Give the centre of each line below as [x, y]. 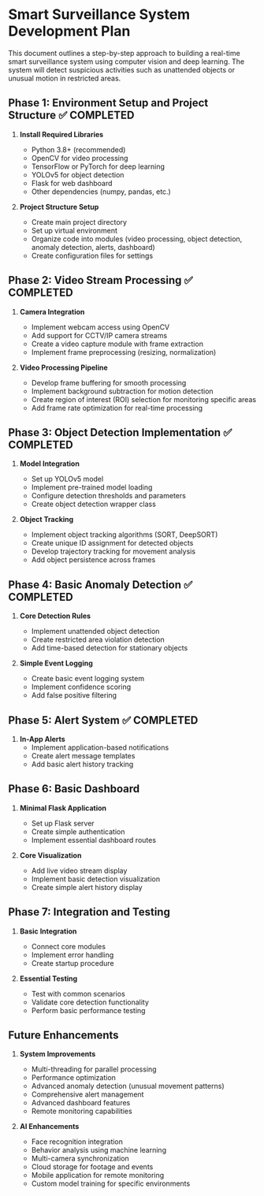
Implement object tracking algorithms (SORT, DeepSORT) [125, 535]
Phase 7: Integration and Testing [89, 912]
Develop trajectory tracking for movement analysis [113, 551]
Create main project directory [79, 222]
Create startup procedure [73, 963]
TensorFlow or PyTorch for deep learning [98, 166]
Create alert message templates [83, 756]
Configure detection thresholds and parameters [109, 496]
